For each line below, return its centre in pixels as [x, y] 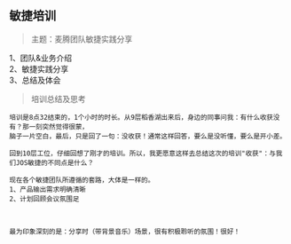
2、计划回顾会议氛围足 [44, 199]
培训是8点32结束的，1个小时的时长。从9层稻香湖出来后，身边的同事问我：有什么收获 [141, 117]
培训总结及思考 [58, 98]
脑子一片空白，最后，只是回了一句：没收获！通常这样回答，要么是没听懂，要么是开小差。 [148, 136]
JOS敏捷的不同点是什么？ [55, 162]
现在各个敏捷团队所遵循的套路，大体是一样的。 [82, 180]
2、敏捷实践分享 [39, 68]
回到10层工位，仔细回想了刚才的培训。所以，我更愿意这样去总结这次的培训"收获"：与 [143, 153]
